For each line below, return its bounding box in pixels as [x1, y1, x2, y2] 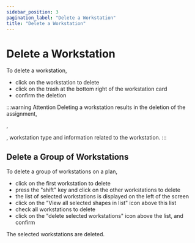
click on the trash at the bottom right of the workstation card [15, 85, 167, 92]
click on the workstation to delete [15, 79, 100, 86]
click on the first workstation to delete [15, 180, 111, 187]
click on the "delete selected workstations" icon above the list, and [15, 212, 183, 220]
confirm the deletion [15, 92, 67, 99]
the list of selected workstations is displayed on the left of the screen [15, 193, 189, 200]
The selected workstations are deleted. [6, 231, 105, 238]
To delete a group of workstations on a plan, [6, 168, 118, 175]
